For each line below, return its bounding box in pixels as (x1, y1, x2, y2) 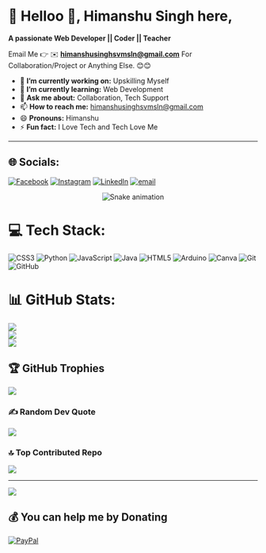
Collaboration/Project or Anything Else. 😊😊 (8, 60, 152, 70)
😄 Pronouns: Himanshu (19, 113, 99, 122)
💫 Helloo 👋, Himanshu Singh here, (8, 7, 234, 25)
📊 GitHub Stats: (8, 290, 116, 309)
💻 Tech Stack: (8, 221, 106, 239)
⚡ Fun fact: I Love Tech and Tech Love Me (19, 122, 158, 132)
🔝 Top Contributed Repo (8, 447, 103, 458)
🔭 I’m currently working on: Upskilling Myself (19, 75, 169, 86)
